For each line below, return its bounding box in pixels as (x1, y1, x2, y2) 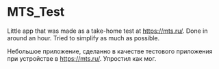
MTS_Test (7, 4, 65, 20)
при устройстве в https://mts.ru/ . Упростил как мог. (7, 54, 157, 62)
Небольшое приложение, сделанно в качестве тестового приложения (7, 47, 214, 55)
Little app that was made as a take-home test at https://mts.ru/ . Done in (7, 27, 208, 35)
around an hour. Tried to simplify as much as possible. (7, 33, 160, 42)
